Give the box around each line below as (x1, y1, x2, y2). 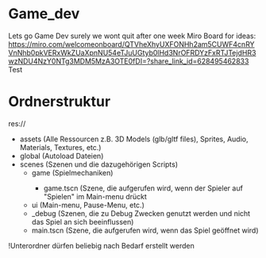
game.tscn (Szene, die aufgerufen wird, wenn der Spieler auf (43, 183, 244, 193)
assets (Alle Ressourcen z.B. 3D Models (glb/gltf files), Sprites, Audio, (19, 134, 249, 144)
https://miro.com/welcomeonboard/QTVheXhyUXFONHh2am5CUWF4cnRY (8, 39, 256, 48)
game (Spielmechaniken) (31, 168, 114, 177)
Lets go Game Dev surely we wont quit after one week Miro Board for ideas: (8, 31, 256, 40)
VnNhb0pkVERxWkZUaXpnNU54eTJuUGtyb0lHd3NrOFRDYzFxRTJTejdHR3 (8, 48, 256, 57)
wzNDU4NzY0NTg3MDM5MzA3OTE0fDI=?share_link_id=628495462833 (8, 56, 249, 66)
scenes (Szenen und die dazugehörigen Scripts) (19, 160, 179, 169)
